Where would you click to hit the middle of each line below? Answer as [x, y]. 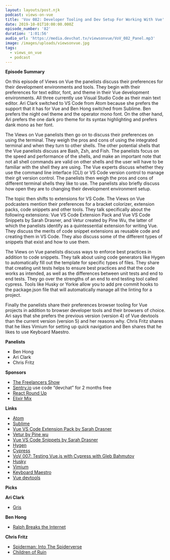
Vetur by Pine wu [30, 435]
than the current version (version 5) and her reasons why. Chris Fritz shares [84, 321]
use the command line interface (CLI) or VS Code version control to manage [84, 173]
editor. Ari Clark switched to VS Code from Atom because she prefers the [82, 103]
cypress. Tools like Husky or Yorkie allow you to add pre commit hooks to [82, 284]
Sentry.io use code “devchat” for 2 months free [62, 388]
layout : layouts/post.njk [32, 10]
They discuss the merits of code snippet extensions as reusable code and [82, 231]
